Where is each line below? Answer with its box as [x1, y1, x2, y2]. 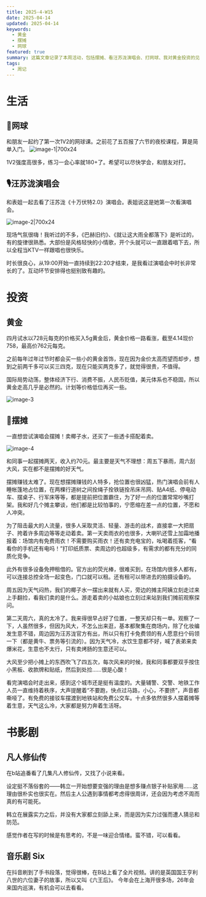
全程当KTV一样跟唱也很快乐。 [11, 246, 88, 254]
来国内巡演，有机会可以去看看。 [6, 884, 87, 891]
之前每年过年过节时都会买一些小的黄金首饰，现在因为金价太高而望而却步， [6, 355, 194, 362]
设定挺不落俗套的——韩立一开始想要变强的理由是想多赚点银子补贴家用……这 [6, 782, 199, 790]
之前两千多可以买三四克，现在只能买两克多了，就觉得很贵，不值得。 [11, 363, 184, 370]
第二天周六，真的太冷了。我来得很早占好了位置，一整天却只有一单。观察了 [6, 614, 194, 622]
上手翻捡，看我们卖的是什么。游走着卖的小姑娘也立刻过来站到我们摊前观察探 [6, 594, 200, 601]
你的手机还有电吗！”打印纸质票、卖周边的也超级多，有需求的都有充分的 [11, 545, 192, 552]
